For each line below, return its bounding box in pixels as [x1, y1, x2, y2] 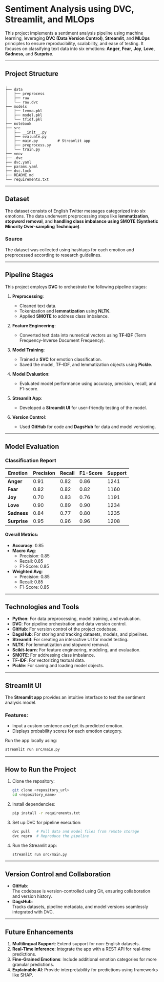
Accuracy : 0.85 [12, 542, 44, 548]
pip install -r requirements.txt [12, 811, 81, 815]
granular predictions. [12, 961, 55, 968]
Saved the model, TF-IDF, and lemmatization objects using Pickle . [19, 361, 152, 367]
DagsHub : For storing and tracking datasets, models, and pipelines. [12, 631, 148, 637]
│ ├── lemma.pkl [5, 108, 42, 113]
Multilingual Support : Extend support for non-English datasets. [12, 941, 140, 947]
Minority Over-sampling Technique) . [5, 223, 81, 229]
